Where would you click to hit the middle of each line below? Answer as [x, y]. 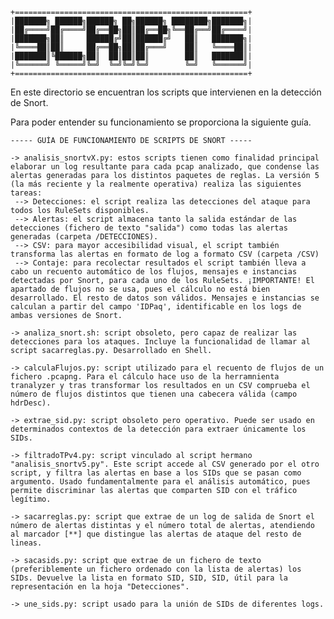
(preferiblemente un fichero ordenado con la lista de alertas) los [156, 569]
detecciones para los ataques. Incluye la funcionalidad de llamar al [160, 342]
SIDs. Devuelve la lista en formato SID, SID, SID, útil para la [149, 578]
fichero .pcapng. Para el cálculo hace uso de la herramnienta [145, 377]
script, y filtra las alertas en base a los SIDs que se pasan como [156, 473]
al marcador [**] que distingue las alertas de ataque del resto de [156, 534]
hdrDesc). [31, 403]
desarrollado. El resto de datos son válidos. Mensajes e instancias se [165, 298]
